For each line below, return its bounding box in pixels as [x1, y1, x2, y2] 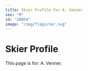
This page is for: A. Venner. [5, 60, 63, 66]
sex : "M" [5, 12, 24, 17]
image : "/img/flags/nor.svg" [5, 21, 67, 27]
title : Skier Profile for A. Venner [5, 7, 83, 13]
